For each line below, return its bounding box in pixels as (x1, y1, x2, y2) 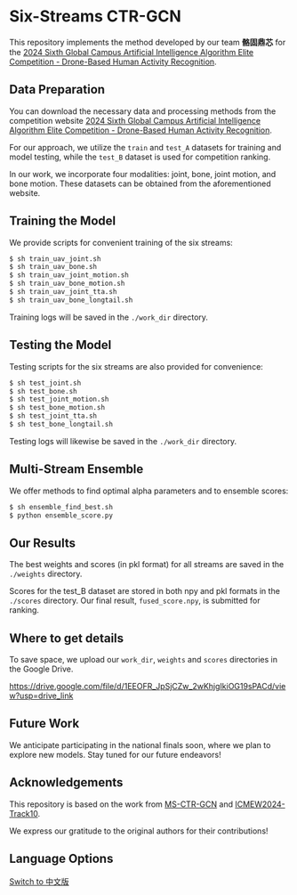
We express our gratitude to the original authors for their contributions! (9, 826, 269, 836)
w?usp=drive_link (9, 690, 74, 701)
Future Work (9, 716, 80, 731)
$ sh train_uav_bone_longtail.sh (9, 296, 133, 305)
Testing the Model (9, 338, 112, 353)
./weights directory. (9, 568, 83, 580)
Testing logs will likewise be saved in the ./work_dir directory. (9, 435, 237, 446)
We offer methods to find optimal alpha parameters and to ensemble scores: (9, 485, 289, 496)
